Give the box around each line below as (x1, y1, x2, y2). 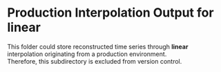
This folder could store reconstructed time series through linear (7, 42, 189, 51)
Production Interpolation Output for (7, 5, 214, 21)
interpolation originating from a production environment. (7, 50, 167, 58)
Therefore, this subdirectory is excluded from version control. (7, 57, 182, 65)
